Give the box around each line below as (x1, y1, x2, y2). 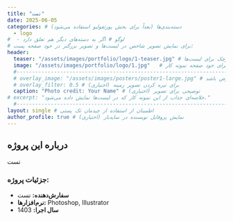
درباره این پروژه (7, 140, 68, 152)
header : (7, 49, 30, 56)
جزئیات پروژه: (7, 175, 50, 185)
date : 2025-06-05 (7, 17, 58, 24)
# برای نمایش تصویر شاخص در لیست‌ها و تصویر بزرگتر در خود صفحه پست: (7, 42, 194, 49)
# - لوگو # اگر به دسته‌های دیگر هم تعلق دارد (7, 36, 125, 43)
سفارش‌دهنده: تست (17, 190, 69, 199)
